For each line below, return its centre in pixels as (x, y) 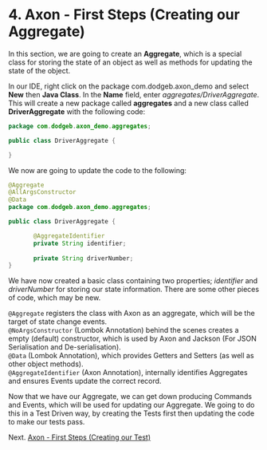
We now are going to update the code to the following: (98, 170)
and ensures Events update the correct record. (85, 381)
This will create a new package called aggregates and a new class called (129, 103)
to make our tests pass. (47, 422)
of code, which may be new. (55, 298)
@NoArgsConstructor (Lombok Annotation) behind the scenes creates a (124, 330)
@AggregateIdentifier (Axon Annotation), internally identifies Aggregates (128, 373)
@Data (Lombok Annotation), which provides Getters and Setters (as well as (131, 356)
